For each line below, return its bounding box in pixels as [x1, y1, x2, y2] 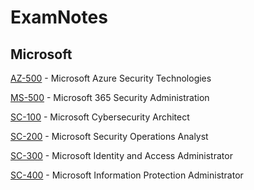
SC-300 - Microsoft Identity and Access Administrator [10, 150, 233, 161]
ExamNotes [10, 6, 108, 29]
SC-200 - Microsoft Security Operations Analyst [10, 131, 209, 142]
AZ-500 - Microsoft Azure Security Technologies [10, 72, 212, 84]
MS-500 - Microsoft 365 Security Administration [10, 92, 210, 103]
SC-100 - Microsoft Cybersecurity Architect [10, 111, 190, 123]
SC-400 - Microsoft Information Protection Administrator [10, 169, 244, 181]
